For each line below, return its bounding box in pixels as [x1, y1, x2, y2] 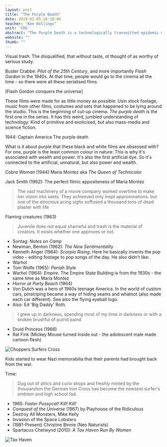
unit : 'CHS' [5, 26, 30, 31]
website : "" [5, 35, 30, 40]
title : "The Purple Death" [5, 12, 61, 17]
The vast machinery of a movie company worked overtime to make [17, 188, 155, 194]
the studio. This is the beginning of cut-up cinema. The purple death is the [5, 108, 158, 114]
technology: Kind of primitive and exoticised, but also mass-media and [5, 119, 150, 125]
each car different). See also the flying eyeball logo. [12, 296, 118, 302]
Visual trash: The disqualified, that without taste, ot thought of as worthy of [5, 53, 159, 59]
